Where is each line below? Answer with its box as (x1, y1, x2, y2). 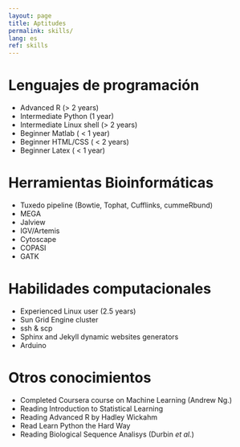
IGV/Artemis (19, 226, 60, 236)
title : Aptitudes (8, 19, 67, 27)
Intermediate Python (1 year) (19, 112, 115, 121)
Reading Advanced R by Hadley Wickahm (19, 412, 158, 422)
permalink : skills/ (8, 27, 74, 35)
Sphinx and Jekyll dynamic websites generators (19, 331, 179, 342)
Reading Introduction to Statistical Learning (19, 404, 163, 413)
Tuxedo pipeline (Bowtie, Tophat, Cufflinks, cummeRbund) (19, 200, 214, 210)
